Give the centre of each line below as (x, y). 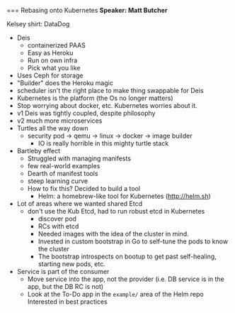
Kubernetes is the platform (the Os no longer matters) (95, 98)
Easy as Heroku (50, 53)
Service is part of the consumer (63, 271)
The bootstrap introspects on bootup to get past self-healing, (127, 256)
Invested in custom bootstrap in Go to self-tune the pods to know (133, 241)
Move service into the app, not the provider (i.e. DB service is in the (126, 279)
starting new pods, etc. (71, 264)
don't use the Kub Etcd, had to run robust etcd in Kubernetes (116, 211)
